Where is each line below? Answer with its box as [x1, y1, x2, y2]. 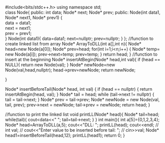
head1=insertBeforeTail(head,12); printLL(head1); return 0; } [5, 133, 125, 138]
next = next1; [5, 25, 32, 31]
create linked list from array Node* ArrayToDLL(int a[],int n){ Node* [5, 41, 142, 46]
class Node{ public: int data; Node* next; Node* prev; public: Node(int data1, [5, 9, 161, 15]
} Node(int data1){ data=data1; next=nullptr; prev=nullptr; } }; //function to [5, 36, 154, 41]
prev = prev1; [5, 31, 32, 36]
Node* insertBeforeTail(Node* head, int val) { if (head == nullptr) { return [5, 86, 153, 92]
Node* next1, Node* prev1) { [5, 15, 63, 20]
